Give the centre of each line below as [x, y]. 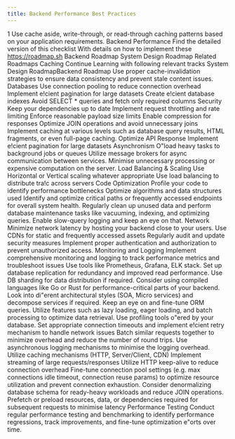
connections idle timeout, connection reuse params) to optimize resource [113, 377]
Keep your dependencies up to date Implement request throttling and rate [114, 108]
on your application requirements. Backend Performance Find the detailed [114, 41]
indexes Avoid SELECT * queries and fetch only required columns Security [115, 101]
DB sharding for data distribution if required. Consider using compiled [108, 280]
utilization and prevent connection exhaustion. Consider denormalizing [109, 384]
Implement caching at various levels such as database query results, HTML [116, 131]
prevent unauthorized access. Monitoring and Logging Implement [102, 250]
